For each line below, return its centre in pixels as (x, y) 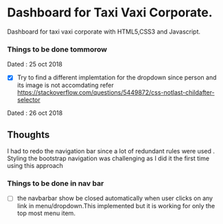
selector (29, 100)
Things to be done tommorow (57, 49)
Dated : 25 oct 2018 (35, 64)
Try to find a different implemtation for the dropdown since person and (117, 77)
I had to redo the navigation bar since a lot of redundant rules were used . (111, 151)
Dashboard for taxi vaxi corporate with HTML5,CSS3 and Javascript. (104, 32)
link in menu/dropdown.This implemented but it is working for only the (116, 206)
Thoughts (28, 135)
